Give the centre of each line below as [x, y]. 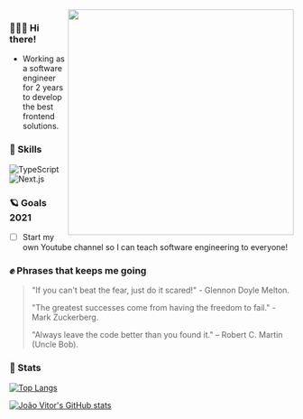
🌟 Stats [25, 368]
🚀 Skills [26, 150]
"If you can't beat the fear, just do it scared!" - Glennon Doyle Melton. [161, 290]
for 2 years [43, 88]
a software [42, 69]
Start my [38, 237]
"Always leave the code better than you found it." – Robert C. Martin [157, 335]
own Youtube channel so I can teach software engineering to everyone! [155, 247]
